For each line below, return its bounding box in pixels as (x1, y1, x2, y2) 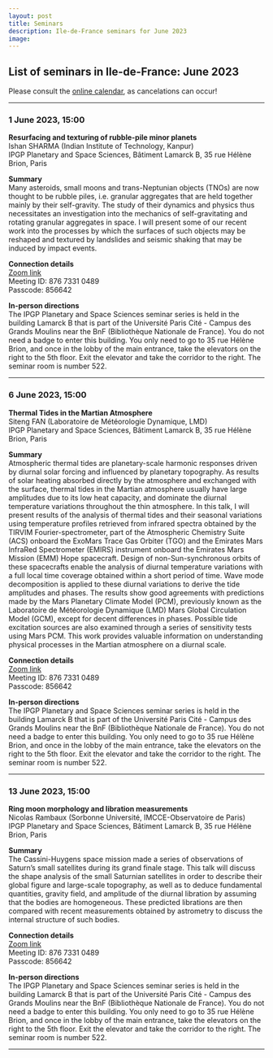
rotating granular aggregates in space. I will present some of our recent (8, 217, 247, 228)
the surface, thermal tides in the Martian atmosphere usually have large (8, 484, 248, 494)
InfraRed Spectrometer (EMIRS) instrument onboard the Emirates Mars (8, 544, 245, 554)
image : (8, 34, 31, 43)
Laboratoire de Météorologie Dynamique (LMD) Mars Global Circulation (8, 605, 247, 615)
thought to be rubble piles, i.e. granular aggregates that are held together (8, 192, 253, 202)
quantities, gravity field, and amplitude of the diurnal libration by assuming (8, 888, 258, 899)
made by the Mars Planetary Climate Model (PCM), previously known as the (8, 596, 262, 606)
